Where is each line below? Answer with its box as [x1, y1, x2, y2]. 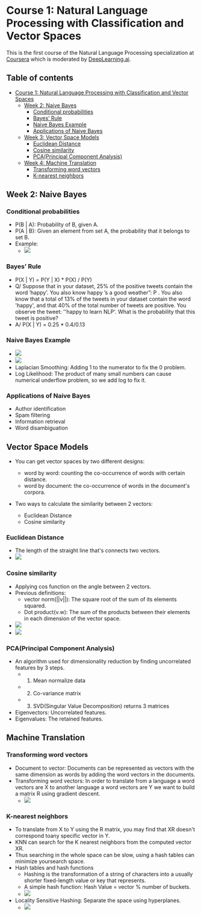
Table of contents [6, 73, 73, 83]
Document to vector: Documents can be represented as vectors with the [14, 764, 194, 772]
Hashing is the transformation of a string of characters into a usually [23, 870, 193, 878]
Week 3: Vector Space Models [23, 134, 99, 141]
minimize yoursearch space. [14, 858, 85, 865]
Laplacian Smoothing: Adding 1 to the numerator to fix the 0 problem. [14, 364, 187, 371]
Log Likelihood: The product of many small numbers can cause [14, 370, 172, 378]
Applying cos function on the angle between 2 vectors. [14, 583, 152, 590]
